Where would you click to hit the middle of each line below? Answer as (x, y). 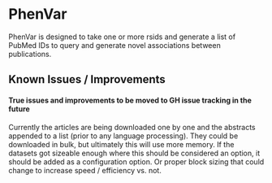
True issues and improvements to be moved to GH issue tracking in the (130, 100)
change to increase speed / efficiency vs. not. (85, 170)
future (19, 109)
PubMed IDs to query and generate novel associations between (114, 45)
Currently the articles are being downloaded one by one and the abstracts (132, 127)
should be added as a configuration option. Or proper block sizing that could (136, 161)
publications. (30, 54)
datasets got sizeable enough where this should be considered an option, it (134, 153)
